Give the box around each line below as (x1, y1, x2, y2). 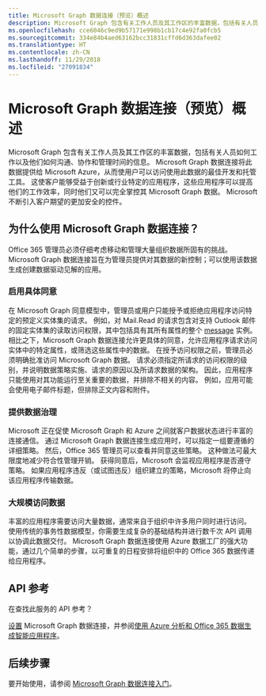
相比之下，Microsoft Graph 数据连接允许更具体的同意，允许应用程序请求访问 (8, 335, 257, 344)
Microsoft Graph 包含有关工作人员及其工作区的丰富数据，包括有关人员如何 (8, 147, 251, 157)
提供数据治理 (8, 406, 58, 417)
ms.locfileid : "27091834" (8, 63, 93, 71)
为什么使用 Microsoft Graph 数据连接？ (8, 222, 199, 236)
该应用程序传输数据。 (8, 476, 78, 485)
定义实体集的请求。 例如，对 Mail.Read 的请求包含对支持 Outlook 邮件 (28, 315, 256, 325)
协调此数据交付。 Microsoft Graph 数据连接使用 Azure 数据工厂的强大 (14, 536, 241, 546)
